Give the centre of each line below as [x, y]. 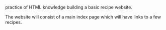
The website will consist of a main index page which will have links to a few [83, 17]
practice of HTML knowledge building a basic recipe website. [69, 7]
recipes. [14, 22]
